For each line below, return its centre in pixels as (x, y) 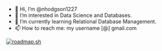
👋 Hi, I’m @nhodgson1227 (46, 9)
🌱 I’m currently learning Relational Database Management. (85, 21)
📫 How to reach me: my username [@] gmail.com (76, 28)
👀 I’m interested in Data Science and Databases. (73, 15)
